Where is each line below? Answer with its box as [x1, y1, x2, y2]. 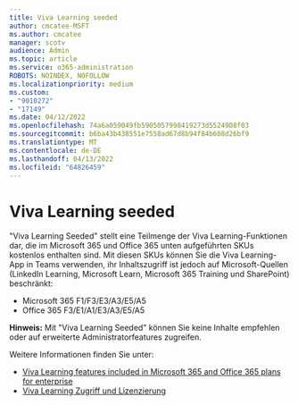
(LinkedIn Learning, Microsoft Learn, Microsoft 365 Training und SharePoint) [9, 269, 290, 280]
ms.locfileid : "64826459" [9, 163, 105, 172]
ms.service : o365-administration [9, 63, 134, 72]
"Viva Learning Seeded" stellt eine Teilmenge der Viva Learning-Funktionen [9, 231, 288, 241]
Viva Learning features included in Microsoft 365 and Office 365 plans [21, 367, 281, 377]
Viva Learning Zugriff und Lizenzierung [21, 385, 167, 396]
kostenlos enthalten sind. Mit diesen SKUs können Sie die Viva [9, 249, 239, 260]
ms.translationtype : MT [9, 138, 98, 147]
